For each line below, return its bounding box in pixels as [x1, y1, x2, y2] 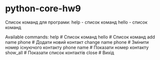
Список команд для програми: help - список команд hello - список [5, 19, 148, 25]
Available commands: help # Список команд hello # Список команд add [5, 34, 156, 40]
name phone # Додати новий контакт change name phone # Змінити [5, 39, 149, 45]
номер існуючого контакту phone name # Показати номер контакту [5, 44, 149, 50]
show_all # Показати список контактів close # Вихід [5, 50, 114, 56]
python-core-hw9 [5, 3, 81, 14]
